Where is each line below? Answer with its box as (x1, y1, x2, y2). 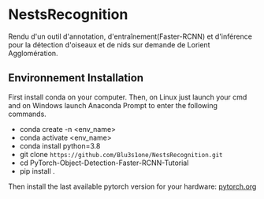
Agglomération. (8, 48, 58, 58)
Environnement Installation (8, 71, 144, 84)
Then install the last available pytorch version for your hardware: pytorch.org (8, 182, 257, 191)
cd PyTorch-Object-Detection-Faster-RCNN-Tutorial (19, 158, 189, 167)
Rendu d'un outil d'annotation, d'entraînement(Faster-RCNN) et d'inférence (8, 32, 252, 41)
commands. (8, 109, 47, 118)
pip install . (19, 166, 55, 175)
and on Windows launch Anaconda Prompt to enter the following (8, 100, 218, 110)
